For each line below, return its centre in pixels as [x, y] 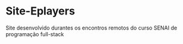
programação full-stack [35, 34]
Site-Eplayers [40, 11]
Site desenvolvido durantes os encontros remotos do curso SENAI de [91, 28]
